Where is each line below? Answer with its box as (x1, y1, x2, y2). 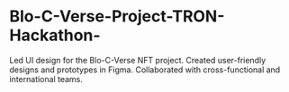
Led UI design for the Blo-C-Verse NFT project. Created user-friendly (9, 54, 266, 65)
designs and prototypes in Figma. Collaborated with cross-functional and (9, 64, 281, 75)
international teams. (9, 73, 84, 84)
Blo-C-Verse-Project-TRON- (9, 6, 225, 27)
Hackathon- (9, 25, 101, 46)
